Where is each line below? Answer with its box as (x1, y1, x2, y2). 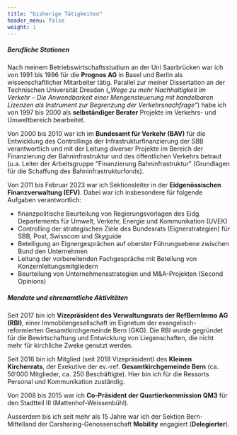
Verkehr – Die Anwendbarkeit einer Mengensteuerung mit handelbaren (7, 93, 214, 102)
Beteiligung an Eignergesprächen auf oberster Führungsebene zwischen (17, 240, 229, 248)
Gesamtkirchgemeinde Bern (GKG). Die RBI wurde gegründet (45, 326, 223, 335)
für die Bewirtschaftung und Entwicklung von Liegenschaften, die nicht (7, 334, 214, 342)
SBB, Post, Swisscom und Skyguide (17, 232, 122, 240)
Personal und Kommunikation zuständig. (7, 378, 125, 386)
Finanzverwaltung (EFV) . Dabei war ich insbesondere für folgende (7, 188, 203, 197)
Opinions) (17, 277, 47, 286)
